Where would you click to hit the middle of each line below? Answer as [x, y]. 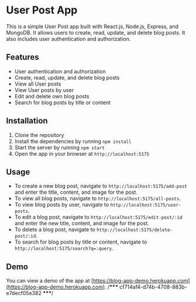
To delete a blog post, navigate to [55, 229]
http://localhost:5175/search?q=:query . [64, 248]
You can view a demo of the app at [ [50, 281]
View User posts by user [44, 90]
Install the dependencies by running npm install [73, 141]
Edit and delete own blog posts [52, 96]
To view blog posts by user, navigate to [62, 205]
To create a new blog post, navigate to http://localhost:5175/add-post [101, 186]
